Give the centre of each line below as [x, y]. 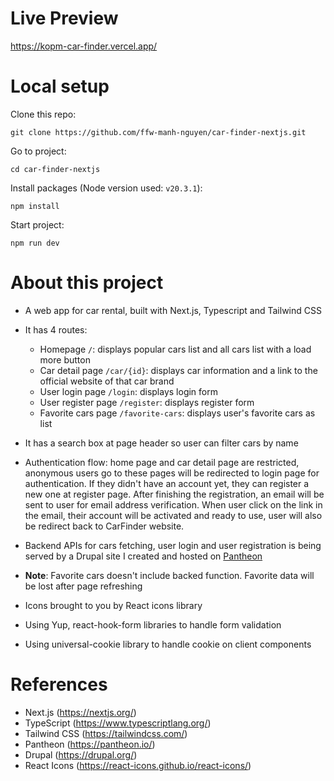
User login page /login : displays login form [128, 391]
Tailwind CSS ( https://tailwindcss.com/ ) [106, 733]
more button [65, 359]
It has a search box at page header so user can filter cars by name [161, 443]
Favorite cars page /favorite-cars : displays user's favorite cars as [177, 413]
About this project [87, 283]
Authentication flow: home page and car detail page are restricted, [162, 462]
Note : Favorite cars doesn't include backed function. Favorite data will [169, 575]
